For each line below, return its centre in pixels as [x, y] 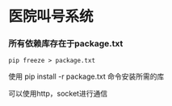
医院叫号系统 [51, 16]
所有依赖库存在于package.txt [66, 43]
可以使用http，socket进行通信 [58, 94]
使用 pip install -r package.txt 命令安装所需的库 [86, 76]
